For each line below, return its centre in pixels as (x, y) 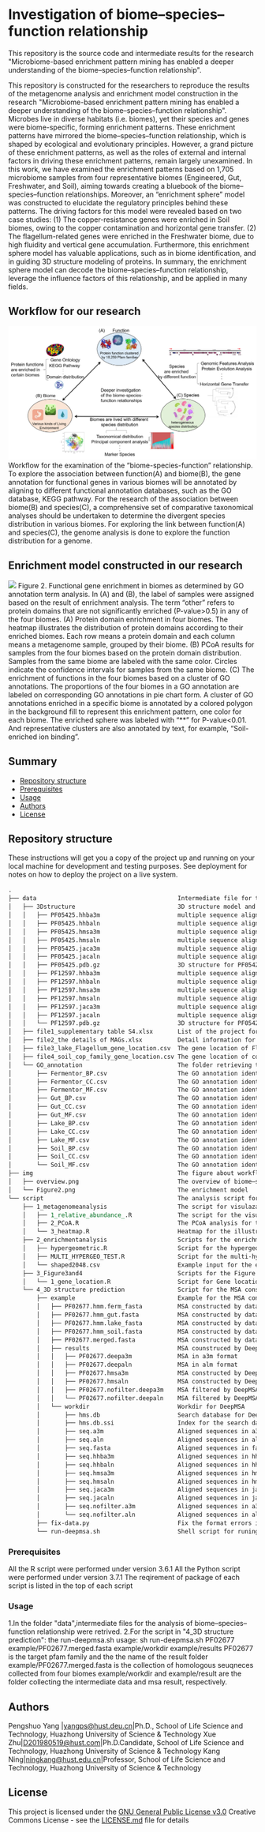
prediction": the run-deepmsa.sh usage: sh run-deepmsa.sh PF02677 (121, 1640)
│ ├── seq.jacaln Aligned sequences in (142, 1498)
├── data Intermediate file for (130, 899)
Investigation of (61, 15)
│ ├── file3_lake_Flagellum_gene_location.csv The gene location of (128, 1049)
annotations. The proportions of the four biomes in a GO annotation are (123, 686)
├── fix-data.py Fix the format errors (144, 1523)
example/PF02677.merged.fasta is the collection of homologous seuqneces (131, 1665)
